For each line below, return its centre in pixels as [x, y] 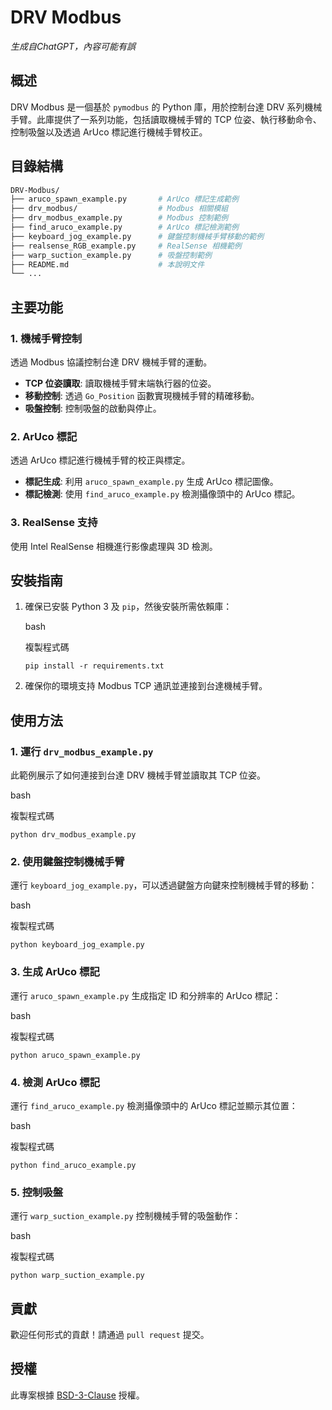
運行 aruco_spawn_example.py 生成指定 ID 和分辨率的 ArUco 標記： [146, 995]
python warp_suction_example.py [77, 1276]
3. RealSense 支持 [54, 523]
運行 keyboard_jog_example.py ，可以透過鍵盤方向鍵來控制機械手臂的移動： [164, 885]
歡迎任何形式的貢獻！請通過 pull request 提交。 [110, 1335]
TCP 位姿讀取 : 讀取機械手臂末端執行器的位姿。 [120, 383]
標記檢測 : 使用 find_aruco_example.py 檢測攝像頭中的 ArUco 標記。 [162, 494]
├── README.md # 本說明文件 [107, 264]
